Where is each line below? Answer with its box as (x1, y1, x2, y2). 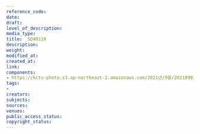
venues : (6, 108, 26, 114)
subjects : (6, 97, 31, 103)
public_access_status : (6, 113, 62, 119)
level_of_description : (6, 25, 62, 31)
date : (6, 14, 20, 20)
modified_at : (6, 53, 39, 59)
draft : (6, 20, 23, 25)
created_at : (6, 58, 36, 64)
